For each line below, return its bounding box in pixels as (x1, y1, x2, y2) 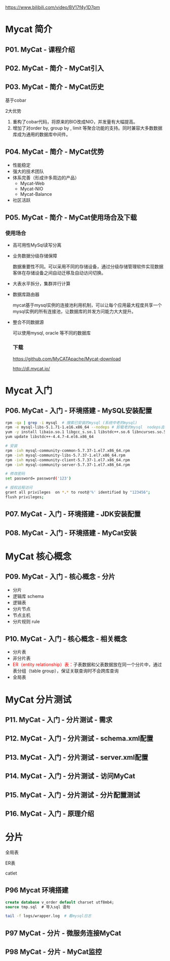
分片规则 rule (12, 618, 40, 624)
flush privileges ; (5, 494, 44, 500)
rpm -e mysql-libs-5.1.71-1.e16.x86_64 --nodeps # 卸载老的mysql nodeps (5, 425, 161, 430)
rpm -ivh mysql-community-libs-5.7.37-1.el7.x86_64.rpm (5, 453, 125, 458)
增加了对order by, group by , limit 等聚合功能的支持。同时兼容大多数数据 (12, 125, 163, 131)
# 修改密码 (5, 471, 25, 476)
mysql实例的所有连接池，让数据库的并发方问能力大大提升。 (12, 309, 137, 315)
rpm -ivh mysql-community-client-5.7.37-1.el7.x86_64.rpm (5, 457, 130, 462)
